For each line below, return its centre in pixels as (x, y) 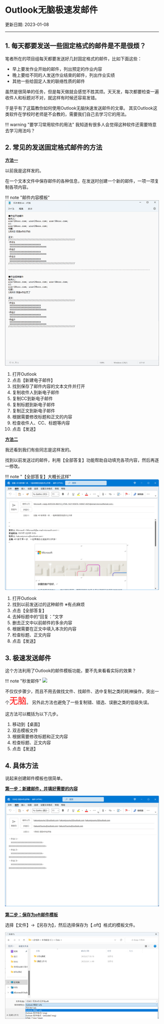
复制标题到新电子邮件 (33, 404)
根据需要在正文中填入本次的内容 (44, 629)
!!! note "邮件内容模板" (28, 197)
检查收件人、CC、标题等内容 (41, 423)
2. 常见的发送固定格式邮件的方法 (54, 148)
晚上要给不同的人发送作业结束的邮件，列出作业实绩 (63, 75)
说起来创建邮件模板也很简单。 (35, 778)
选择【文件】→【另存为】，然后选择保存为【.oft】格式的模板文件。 (72, 925)
